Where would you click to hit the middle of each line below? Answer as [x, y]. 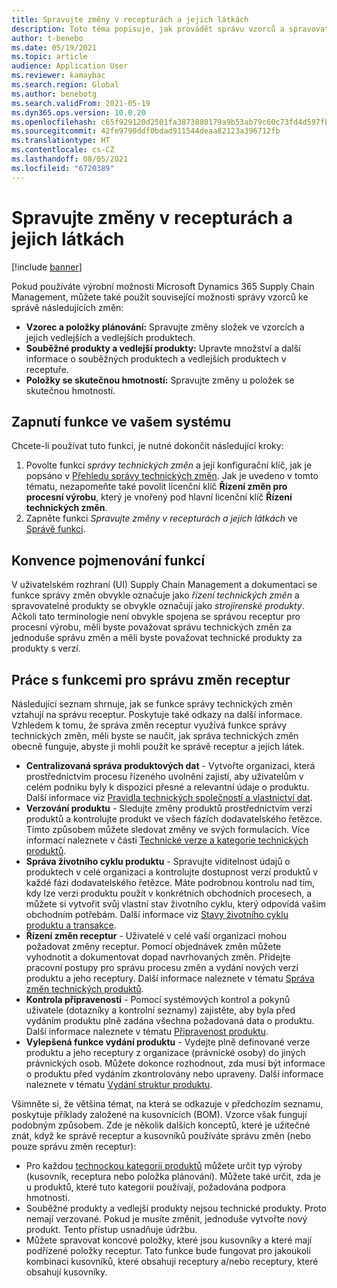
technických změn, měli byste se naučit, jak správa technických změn [155, 735]
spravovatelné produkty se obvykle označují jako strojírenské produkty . [158, 606]
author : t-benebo [47, 38]
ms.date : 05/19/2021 [54, 47]
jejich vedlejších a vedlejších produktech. [110, 337]
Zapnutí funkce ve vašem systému [121, 421]
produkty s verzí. [46, 648]
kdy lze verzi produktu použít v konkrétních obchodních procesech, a [169, 893]
